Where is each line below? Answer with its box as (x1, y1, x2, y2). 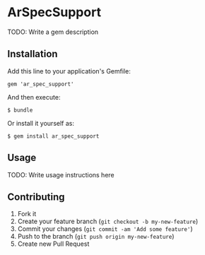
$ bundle (7, 107, 33, 114)
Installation (7, 48, 58, 60)
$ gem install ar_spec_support (7, 132, 100, 140)
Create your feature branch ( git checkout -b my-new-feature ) (17, 217, 199, 226)
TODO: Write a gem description (7, 28, 99, 36)
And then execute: (7, 93, 61, 101)
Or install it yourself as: (7, 119, 74, 127)
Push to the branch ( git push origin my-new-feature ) (17, 232, 175, 241)
